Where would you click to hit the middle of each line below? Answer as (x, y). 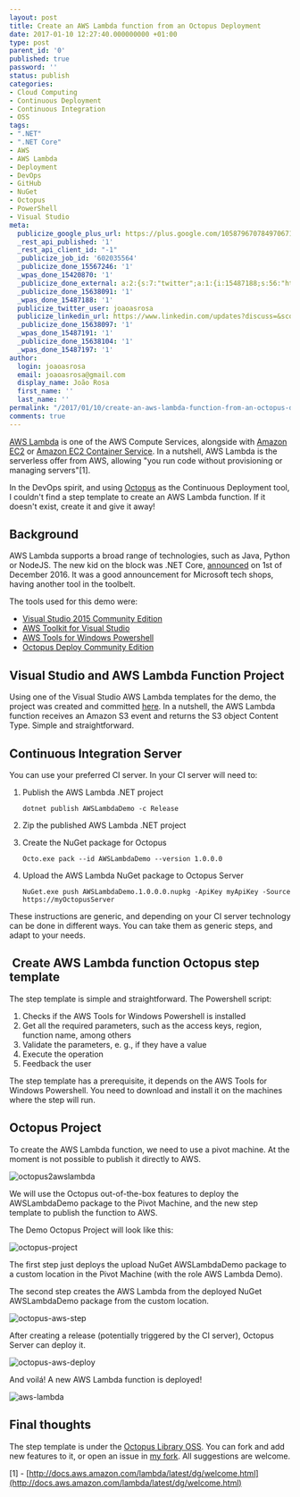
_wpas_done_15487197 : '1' (66, 349)
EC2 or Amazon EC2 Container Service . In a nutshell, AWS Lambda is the (143, 451)
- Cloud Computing (43, 92)
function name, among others (77, 1035)
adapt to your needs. (48, 935)
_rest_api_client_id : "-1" (67, 250)
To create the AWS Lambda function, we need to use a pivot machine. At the (150, 1150)
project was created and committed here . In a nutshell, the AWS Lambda (142, 707)
